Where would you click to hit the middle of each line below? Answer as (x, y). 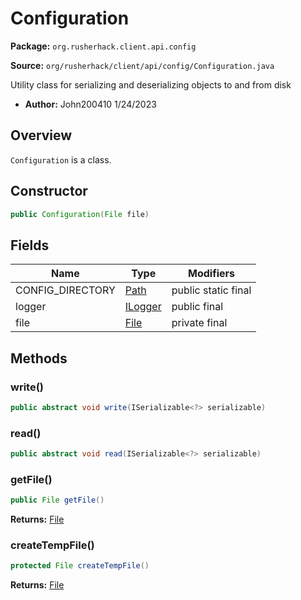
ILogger (143, 307)
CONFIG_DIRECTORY (65, 290)
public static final (211, 290)
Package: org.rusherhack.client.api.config (103, 46)
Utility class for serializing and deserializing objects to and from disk (151, 84)
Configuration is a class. (61, 159)
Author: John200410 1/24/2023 (90, 104)
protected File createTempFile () (80, 566)
